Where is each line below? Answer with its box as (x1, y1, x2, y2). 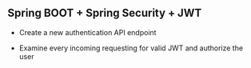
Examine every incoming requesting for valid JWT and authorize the (18, 43, 244, 53)
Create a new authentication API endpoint (18, 27, 157, 37)
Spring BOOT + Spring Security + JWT (7, 6, 202, 20)
